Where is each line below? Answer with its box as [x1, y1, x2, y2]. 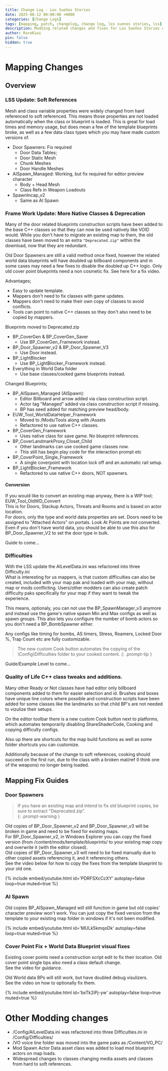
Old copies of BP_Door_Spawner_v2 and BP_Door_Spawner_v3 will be [5, 823, 149, 829]
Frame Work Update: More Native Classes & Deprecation [5, 210, 145, 217]
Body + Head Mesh [19, 181, 60, 187]
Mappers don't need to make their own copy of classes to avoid [12, 298, 144, 304]
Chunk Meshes [19, 160, 51, 166]
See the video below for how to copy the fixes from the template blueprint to [5, 860, 162, 867]
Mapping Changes [5, 61, 83, 73]
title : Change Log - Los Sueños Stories [5, 7, 91, 13]
